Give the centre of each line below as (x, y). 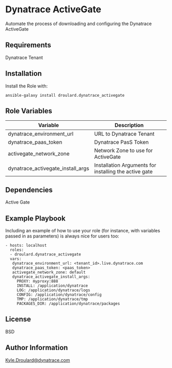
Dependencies (29, 190)
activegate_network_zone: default (49, 272)
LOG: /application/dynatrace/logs (53, 290)
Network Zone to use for (123, 150)
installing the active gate (123, 171)
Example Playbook (35, 218)
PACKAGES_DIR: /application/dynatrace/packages (68, 304)
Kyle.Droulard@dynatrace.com (38, 360)
